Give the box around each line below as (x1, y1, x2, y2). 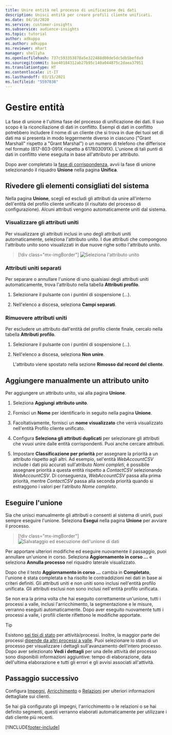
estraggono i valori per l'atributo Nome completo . (12, 483, 117, 490)
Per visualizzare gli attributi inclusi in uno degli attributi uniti (5, 230, 131, 237)
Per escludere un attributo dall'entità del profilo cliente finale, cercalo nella (5, 326, 163, 332)
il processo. (5, 523, 30, 529)
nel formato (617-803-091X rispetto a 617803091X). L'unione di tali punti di (5, 146, 163, 152)
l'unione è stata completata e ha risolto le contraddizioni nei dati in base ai (5, 575, 163, 581)
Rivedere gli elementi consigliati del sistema (5, 182, 149, 190)
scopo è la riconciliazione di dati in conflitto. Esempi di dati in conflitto (5, 124, 153, 130)
